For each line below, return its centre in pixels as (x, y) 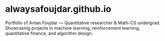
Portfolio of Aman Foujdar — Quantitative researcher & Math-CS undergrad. (83, 23)
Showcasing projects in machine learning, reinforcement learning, (73, 28)
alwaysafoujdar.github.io (58, 9)
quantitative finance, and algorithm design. (49, 33)
